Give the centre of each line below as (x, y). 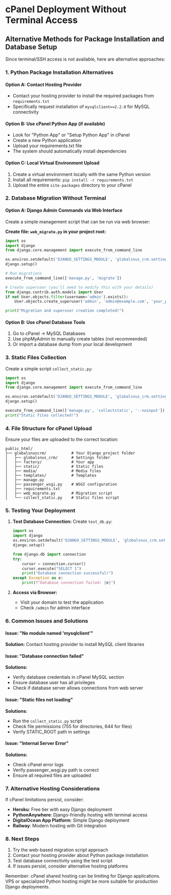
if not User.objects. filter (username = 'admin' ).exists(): (67, 297)
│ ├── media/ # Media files (53, 471)
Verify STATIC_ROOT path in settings (51, 732)
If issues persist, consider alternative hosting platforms (70, 866)
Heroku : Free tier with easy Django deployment (62, 809)
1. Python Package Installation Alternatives (59, 72)
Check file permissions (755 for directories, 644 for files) (72, 726)
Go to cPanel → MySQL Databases (49, 333)
